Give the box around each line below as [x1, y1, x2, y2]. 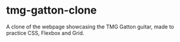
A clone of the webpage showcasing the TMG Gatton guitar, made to [6, 23, 174, 30]
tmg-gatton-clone [6, 4, 97, 17]
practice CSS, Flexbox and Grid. [6, 29, 84, 36]
